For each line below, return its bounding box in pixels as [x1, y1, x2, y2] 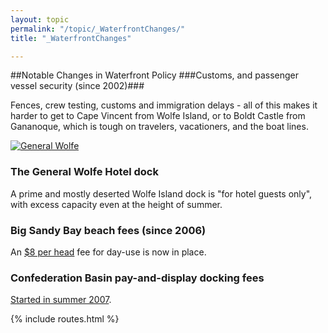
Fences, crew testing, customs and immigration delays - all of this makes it [10, 99, 318, 111]
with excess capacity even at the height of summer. [10, 198, 223, 210]
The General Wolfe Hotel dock [10, 165, 159, 179]
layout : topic [10, 14, 70, 25]
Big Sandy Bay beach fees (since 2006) [10, 223, 207, 237]
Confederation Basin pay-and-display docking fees [10, 271, 265, 285]
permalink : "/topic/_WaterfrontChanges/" [10, 24, 186, 34]
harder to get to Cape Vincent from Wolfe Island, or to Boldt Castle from [10, 110, 306, 122]
